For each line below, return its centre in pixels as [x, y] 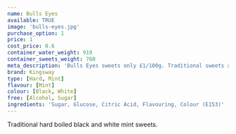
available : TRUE [31, 20]
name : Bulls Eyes [33, 14]
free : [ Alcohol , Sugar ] [42, 98]
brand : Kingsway [31, 72]
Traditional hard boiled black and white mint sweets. [83, 124]
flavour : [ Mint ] [31, 85]
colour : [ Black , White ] [42, 91]
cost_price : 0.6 [31, 46]
